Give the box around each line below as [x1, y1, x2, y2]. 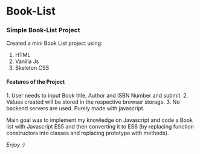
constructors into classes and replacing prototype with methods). [6, 129, 169, 136]
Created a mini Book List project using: [6, 39, 103, 47]
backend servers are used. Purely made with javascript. [6, 104, 145, 112]
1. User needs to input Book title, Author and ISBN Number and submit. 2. [6, 92, 189, 99]
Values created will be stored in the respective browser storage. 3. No [6, 98, 180, 105]
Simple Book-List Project [6, 26, 80, 35]
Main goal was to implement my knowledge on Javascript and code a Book [6, 116, 193, 124]
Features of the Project [6, 78, 65, 85]
